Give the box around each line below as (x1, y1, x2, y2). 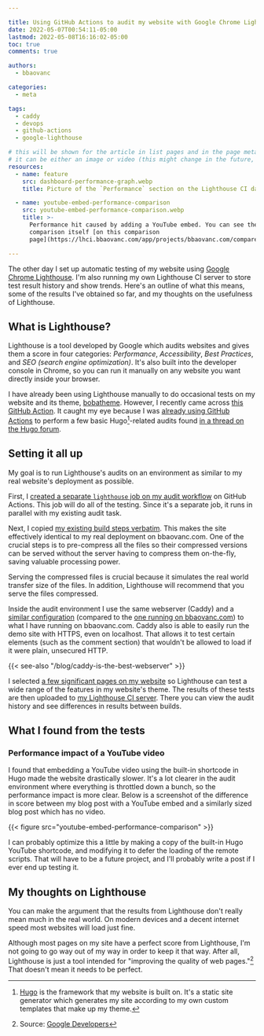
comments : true (8, 48, 58, 56)
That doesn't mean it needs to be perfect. (8, 964, 143, 974)
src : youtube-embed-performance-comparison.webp (22, 206, 185, 215)
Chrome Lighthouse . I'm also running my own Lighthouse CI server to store (8, 272, 251, 281)
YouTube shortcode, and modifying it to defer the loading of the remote (8, 846, 239, 855)
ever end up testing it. (8, 862, 79, 873)
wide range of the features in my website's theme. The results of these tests (8, 685, 255, 694)
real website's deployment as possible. (8, 476, 134, 486)
